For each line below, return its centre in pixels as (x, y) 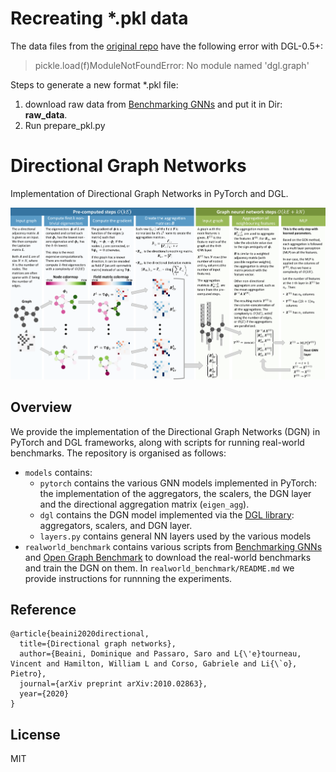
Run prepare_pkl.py (65, 125)
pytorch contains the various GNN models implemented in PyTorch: (178, 483)
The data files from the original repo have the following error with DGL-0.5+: (167, 46)
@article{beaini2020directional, (80, 634)
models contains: (58, 472)
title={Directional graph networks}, (98, 644)
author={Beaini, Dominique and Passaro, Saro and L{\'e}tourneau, (160, 654)
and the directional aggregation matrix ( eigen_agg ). (144, 504)
